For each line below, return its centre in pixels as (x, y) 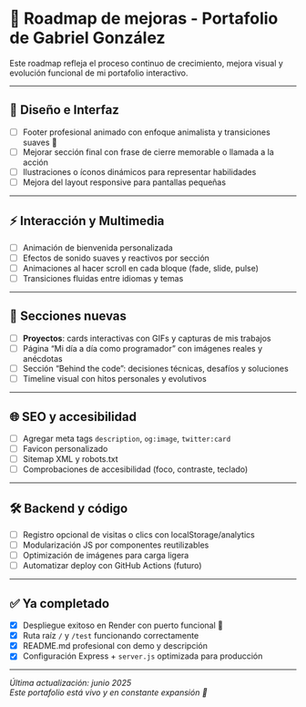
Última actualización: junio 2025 (71, 683)
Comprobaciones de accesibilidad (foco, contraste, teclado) (135, 469)
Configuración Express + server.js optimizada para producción (143, 656)
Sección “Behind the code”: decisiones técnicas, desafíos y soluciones (155, 369)
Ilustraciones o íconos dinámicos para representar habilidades (139, 171)
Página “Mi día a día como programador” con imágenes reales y (143, 348)
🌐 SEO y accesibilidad (73, 417)
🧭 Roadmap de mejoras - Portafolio (144, 19)
